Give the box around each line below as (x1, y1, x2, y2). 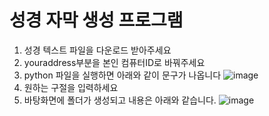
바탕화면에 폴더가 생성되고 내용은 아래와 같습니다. (23, 94, 217, 106)
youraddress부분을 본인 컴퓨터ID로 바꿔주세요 (23, 56, 206, 68)
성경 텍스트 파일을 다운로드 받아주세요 (23, 44, 172, 56)
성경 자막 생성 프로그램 (9, 9, 184, 32)
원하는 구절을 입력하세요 (23, 81, 119, 93)
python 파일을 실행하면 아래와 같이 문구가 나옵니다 (23, 69, 222, 81)
